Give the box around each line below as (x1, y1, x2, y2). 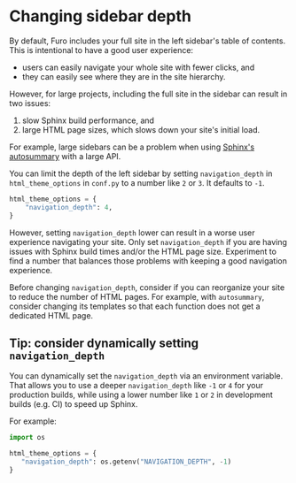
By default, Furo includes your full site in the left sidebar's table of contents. (9, 35, 286, 46)
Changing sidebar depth (9, 6, 192, 27)
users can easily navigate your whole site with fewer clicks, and (21, 62, 255, 73)
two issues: (9, 97, 51, 108)
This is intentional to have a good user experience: (9, 44, 193, 55)
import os (9, 433, 46, 442)
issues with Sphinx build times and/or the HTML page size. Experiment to (9, 246, 277, 257)
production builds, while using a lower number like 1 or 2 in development (9, 389, 273, 400)
